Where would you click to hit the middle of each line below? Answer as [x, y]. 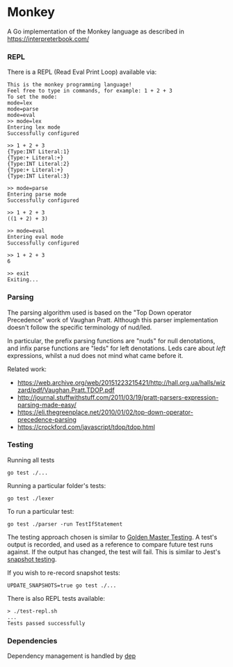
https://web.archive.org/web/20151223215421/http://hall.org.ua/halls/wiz [121, 382]
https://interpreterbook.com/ [48, 38]
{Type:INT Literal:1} [39, 152]
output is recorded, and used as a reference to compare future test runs [110, 544]
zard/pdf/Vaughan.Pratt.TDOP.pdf [66, 390]
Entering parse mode [37, 195]
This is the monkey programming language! [70, 85]
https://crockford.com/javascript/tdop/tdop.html [86, 427]
